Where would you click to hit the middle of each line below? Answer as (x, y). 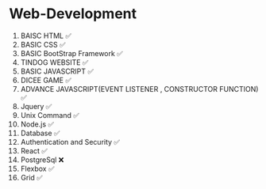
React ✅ (34, 150)
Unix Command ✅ (50, 115)
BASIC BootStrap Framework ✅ (71, 53)
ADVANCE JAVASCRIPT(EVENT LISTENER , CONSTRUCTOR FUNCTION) (139, 89)
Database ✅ (40, 133)
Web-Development (73, 14)
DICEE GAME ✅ (46, 80)
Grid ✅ (31, 177)
